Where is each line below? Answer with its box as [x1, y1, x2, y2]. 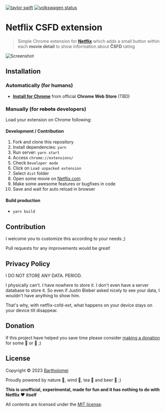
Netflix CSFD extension [5, 22, 102, 33]
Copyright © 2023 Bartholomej [5, 367, 68, 373]
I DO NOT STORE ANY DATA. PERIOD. [5, 273, 82, 278]
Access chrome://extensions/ [12, 155, 73, 161]
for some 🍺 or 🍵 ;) [5, 340, 41, 346]
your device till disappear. [5, 307, 58, 313]
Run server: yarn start [12, 149, 60, 155]
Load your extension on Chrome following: [5, 116, 92, 123]
